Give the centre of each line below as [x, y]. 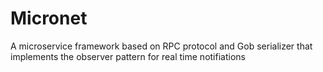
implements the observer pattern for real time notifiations [128, 56]
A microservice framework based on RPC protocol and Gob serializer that [161, 46]
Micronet [49, 18]
